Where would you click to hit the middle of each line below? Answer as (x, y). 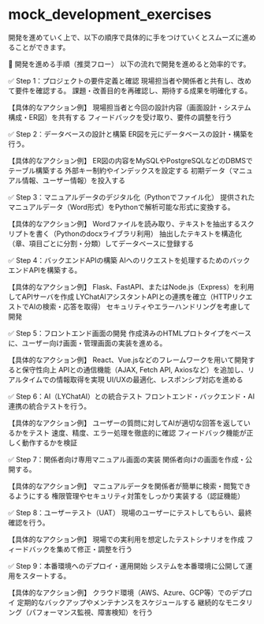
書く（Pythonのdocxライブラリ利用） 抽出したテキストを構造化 (139, 234)
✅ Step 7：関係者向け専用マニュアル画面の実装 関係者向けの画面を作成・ (127, 459)
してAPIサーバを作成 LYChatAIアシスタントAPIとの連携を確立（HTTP (120, 297)
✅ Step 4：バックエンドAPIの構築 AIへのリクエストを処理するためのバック (129, 260)
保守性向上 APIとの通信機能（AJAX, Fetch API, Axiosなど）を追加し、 (135, 369)
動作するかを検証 (49, 443)
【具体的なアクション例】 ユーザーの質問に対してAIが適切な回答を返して (126, 423)
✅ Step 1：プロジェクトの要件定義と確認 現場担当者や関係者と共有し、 (123, 80)
